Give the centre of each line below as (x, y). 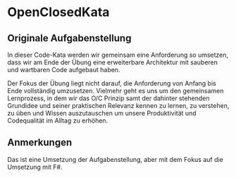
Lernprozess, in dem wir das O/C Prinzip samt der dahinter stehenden (108, 98)
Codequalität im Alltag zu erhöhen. (58, 121)
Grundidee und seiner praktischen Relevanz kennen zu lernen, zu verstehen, (118, 105)
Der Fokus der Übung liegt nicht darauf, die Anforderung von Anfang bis (112, 83)
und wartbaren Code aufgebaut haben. (64, 70)
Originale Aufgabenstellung (69, 38)
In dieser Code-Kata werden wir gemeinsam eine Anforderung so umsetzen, (118, 55)
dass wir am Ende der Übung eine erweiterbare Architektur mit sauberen (113, 62)
